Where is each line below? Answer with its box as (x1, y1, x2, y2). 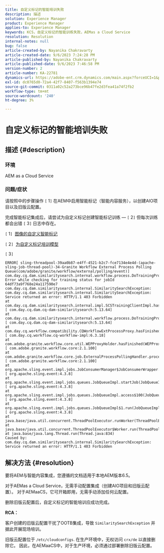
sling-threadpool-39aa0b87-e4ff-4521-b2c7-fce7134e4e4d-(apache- (20, 261, 156, 266)
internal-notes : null (5, 39, 49, 44)
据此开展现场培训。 (5, 526, 44, 532)
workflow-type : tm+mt (5, 89, 49, 94)
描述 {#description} (5, 145, 66, 154)
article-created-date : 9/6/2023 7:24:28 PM (5, 52, 95, 58)
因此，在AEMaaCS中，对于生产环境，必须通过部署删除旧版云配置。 (19, 543, 155, 549)
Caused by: (5, 435, 27, 441)
